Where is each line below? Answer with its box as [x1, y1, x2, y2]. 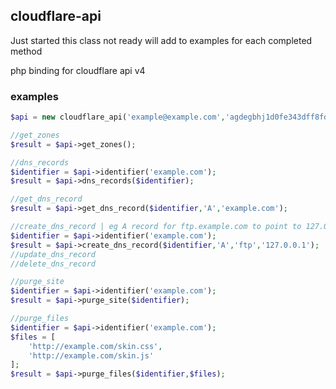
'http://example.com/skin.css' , [28, 341, 163, 351]
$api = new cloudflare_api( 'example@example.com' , [10, 112, 226, 123]
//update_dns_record [10, 249, 97, 259]
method [10, 45, 43, 57]
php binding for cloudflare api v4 [10, 64, 146, 76]
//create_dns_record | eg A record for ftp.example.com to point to [10, 222, 302, 232]
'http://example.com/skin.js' [28, 350, 155, 361]
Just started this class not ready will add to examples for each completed [10, 34, 313, 46]
